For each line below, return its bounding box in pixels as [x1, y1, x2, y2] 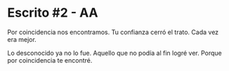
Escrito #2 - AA [7, 5, 98, 21]
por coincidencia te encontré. [7, 56, 93, 64]
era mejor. [7, 35, 37, 43]
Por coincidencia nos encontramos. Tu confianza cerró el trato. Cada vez [7, 28, 219, 36]
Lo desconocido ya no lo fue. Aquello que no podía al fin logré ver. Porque [7, 49, 223, 57]
